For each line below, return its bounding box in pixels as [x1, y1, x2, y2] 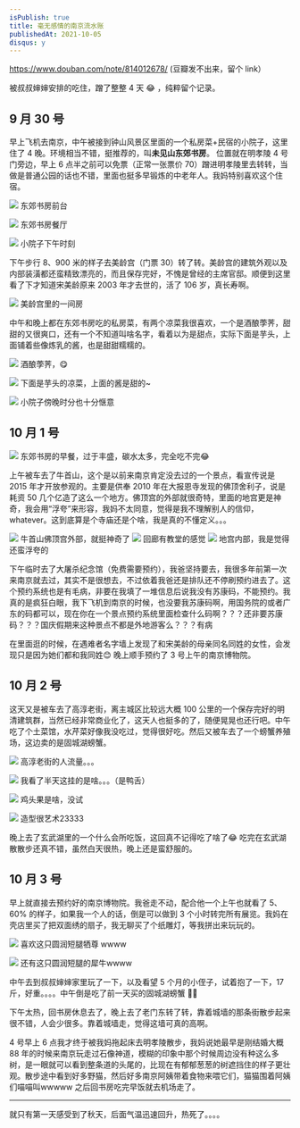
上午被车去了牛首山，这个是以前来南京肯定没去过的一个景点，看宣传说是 [9, 470, 275, 480]
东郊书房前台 [20, 200, 68, 211]
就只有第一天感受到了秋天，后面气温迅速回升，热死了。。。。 [9, 1108, 225, 1119]
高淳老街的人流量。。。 [20, 756, 99, 766]
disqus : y [9, 38, 46, 47]
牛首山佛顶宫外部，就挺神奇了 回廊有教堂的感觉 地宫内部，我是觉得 [20, 533, 290, 544]
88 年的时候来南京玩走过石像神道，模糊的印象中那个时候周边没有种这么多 [9, 1048, 279, 1058]
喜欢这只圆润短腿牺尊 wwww [20, 939, 127, 949]
